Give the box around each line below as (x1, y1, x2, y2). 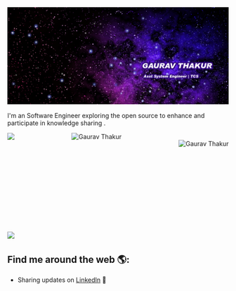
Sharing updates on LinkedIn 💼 (17, 276, 107, 284)
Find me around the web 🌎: (7, 253, 130, 266)
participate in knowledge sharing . (7, 119, 106, 127)
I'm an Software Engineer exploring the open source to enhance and (7, 112, 205, 120)
